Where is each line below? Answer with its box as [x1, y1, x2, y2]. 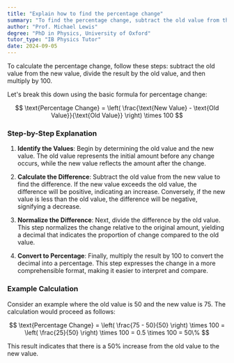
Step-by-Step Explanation [7, 128, 97, 138]
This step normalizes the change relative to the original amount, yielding [17, 223, 225, 232]
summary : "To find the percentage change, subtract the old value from [7, 17, 219, 24]
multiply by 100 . [7, 77, 53, 84]
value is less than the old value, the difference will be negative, [17, 195, 198, 203]
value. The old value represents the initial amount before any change [17, 151, 214, 161]
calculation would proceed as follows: [7, 307, 116, 316]
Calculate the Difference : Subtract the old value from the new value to [17, 172, 221, 181]
